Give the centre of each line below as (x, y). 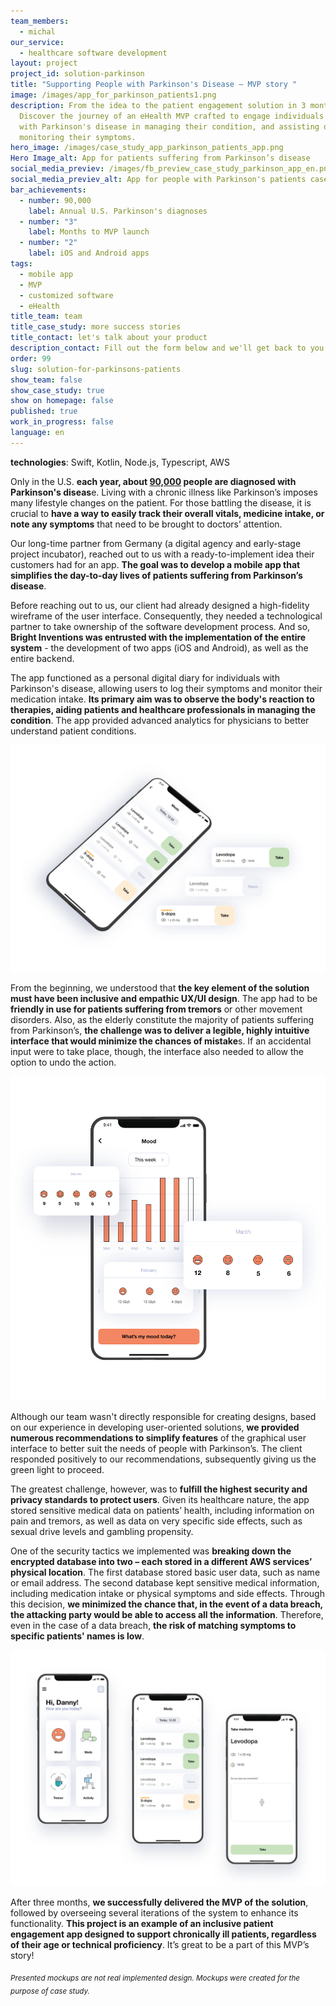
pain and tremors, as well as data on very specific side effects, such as (156, 1521)
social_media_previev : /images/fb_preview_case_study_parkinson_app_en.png (171, 169)
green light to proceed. (57, 1470)
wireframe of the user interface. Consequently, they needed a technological (166, 616)
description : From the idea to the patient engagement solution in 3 (158, 105)
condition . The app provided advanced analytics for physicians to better (160, 720)
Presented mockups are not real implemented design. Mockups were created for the (155, 1978)
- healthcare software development (93, 53)
